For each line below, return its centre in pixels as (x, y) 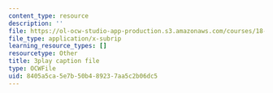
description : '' (36, 23)
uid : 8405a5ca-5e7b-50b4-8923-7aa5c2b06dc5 (83, 76)
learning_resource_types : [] (58, 46)
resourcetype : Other (43, 53)
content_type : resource (49, 16)
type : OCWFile (32, 69)
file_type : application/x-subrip (65, 38)
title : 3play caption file (54, 61)
